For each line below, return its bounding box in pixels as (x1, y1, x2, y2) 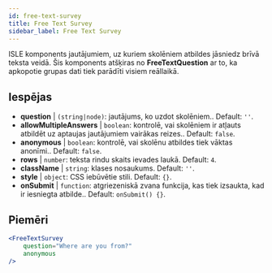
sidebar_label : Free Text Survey (8, 27, 122, 35)
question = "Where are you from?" (23, 241, 132, 250)
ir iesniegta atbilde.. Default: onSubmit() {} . (19, 189, 166, 199)
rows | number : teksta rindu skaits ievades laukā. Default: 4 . (19, 155, 217, 165)
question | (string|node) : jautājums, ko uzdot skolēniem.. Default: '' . (19, 111, 254, 122)
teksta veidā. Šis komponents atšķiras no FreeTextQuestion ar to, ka (8, 58, 238, 67)
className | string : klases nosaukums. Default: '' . (19, 163, 195, 173)
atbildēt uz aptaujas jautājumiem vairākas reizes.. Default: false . (19, 129, 235, 139)
